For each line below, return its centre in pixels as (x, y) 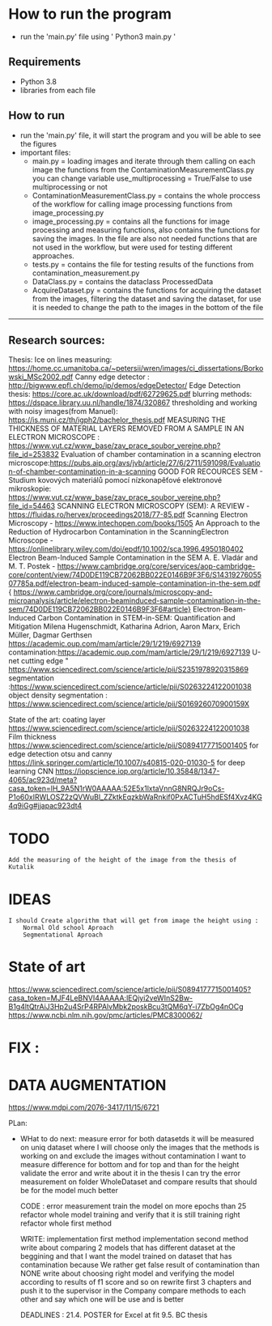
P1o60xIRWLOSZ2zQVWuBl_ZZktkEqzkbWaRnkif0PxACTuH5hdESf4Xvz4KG (136, 797)
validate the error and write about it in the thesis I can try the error (130, 1173)
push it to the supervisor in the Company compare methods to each (133, 1291)
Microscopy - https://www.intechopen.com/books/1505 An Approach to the (134, 523)
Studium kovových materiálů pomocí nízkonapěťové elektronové (115, 480)
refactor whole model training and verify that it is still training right (130, 1215)
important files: (45, 152)
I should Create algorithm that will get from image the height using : (134, 921)
